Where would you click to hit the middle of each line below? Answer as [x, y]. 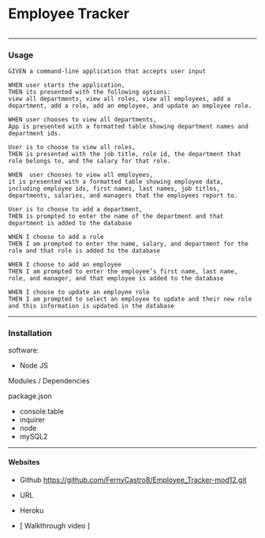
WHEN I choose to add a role [56, 237]
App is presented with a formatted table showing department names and [128, 127]
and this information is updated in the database [91, 306]
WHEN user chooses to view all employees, [81, 175]
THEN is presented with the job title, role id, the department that [125, 155]
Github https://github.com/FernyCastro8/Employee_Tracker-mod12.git [133, 480]
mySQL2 [34, 437]
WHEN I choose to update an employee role [79, 293]
